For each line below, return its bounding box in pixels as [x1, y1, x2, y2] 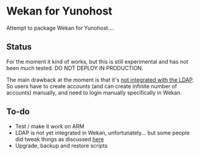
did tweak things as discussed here [15, 135, 105, 143]
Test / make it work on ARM [15, 122, 84, 130]
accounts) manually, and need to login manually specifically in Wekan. [6, 89, 182, 96]
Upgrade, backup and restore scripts [15, 142, 108, 149]
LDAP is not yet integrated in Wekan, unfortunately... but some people [15, 129, 190, 136]
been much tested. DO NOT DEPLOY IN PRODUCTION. [6, 64, 143, 71]
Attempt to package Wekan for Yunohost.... [6, 24, 114, 31]
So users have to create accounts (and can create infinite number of [6, 82, 178, 90]
